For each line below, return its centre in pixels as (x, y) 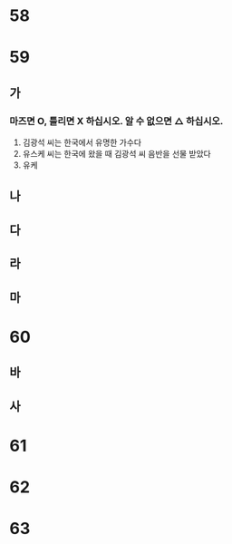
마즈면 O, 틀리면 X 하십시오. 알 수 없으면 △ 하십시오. (116, 121)
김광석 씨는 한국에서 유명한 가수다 (82, 142)
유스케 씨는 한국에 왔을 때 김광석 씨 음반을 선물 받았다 (116, 154)
